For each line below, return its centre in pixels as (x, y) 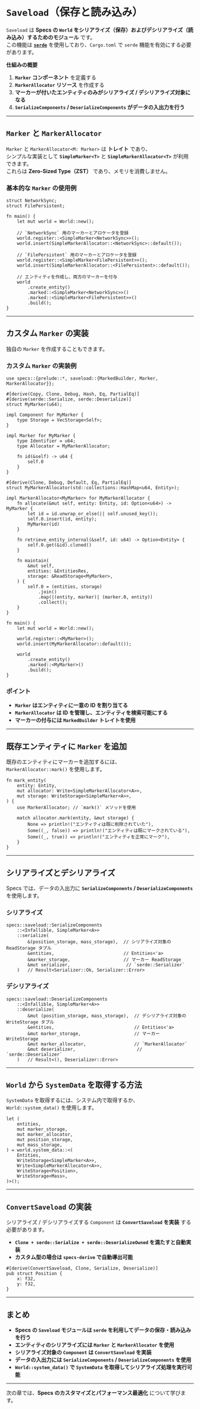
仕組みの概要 (22, 65)
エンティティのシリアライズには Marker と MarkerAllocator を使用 (94, 1345)
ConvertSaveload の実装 (49, 1206)
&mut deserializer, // (85, 1049)
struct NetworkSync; (32, 201)
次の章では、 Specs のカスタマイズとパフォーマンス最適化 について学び (93, 1393)
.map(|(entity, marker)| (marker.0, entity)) (95, 597)
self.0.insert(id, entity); (62, 519)
